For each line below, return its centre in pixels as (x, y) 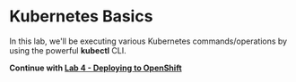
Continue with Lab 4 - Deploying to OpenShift (96, 68)
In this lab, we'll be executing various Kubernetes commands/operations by (148, 41)
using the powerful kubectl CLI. (68, 50)
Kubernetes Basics (81, 16)
